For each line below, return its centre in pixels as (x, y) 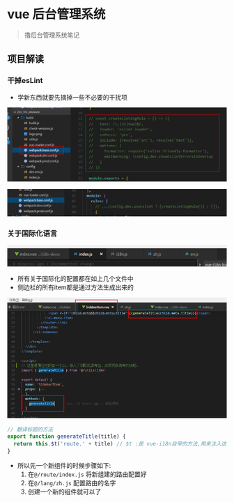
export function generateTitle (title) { (67, 436)
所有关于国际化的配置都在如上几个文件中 (75, 278)
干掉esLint (25, 81)
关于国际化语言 (32, 233)
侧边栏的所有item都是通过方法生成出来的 (76, 287)
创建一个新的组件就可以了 (64, 492)
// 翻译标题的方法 (30, 429)
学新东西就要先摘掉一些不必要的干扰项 (72, 97)
